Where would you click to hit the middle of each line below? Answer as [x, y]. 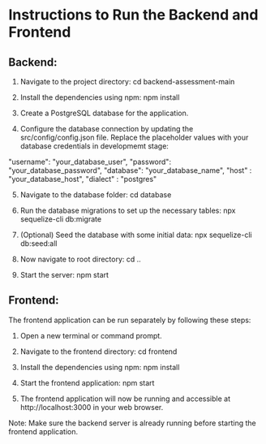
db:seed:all [39, 244]
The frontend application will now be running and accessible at [125, 399]
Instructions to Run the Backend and [133, 15]
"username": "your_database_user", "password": [90, 162]
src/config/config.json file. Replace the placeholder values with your [134, 137]
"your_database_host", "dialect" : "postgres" [83, 179]
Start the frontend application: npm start [87, 382]
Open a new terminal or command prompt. [91, 335]
